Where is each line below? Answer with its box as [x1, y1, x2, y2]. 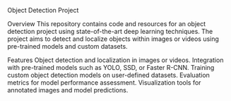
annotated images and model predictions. [7, 86, 129, 94]
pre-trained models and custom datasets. [7, 42, 129, 50]
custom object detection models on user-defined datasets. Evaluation [7, 71, 211, 79]
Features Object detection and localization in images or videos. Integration [7, 56, 224, 64]
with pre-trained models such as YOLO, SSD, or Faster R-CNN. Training [7, 64, 215, 71]
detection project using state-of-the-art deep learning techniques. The [7, 28, 213, 35]
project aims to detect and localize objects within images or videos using [7, 35, 219, 43]
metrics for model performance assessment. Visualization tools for [7, 78, 201, 87]
